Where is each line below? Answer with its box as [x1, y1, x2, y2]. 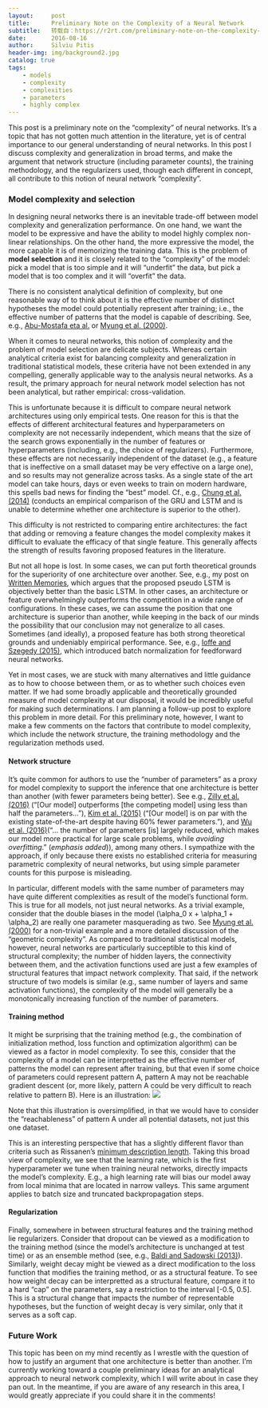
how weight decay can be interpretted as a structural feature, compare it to [8, 1276, 255, 1286]
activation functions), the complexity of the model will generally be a [8, 985, 234, 995]
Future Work [8, 1330, 57, 1341]
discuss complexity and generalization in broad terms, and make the [8, 149, 233, 158]
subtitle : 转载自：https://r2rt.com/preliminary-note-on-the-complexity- [8, 26, 261, 34]
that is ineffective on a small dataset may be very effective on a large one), [8, 462, 254, 472]
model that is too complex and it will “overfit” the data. [8, 271, 187, 281]
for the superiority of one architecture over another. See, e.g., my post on [8, 569, 250, 580]
